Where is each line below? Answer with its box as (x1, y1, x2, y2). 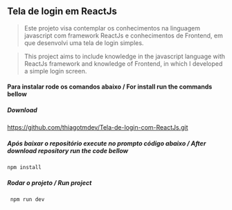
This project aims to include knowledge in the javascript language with (24, 52, 226, 60)
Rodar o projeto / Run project (7, 178, 92, 186)
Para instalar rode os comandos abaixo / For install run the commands (7, 82, 213, 91)
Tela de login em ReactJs (7, 6, 118, 17)
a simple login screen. (24, 67, 87, 75)
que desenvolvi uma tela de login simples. (24, 38, 144, 47)
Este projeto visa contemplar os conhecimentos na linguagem (24, 24, 201, 32)
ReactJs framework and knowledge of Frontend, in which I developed (24, 59, 223, 68)
